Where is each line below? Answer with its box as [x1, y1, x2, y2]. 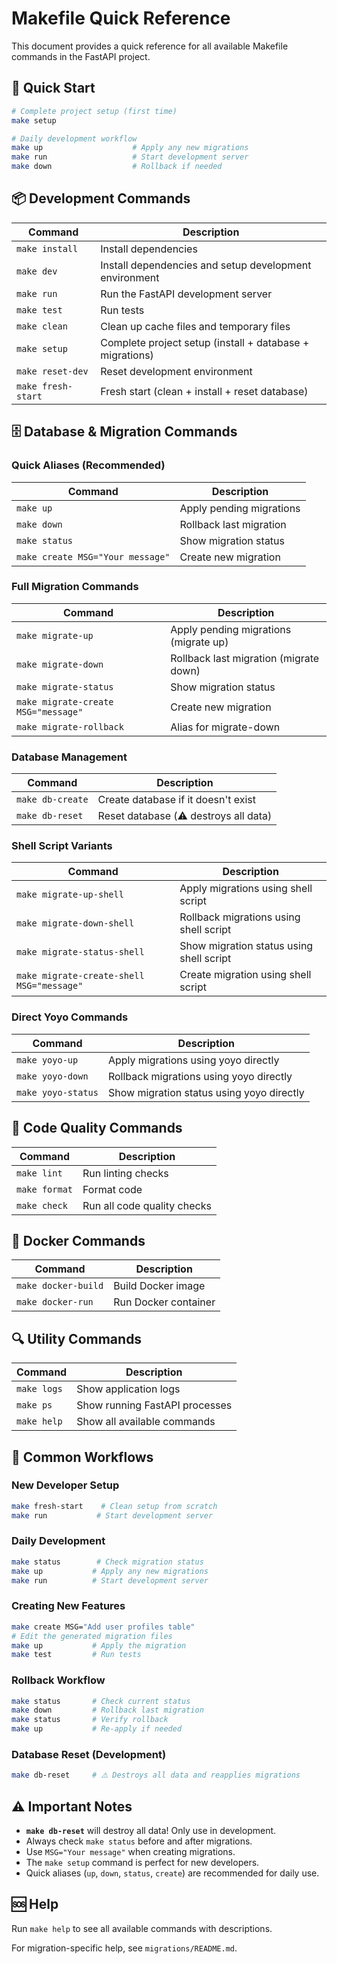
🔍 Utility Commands [11, 1330, 143, 1347]
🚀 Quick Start [11, 80, 96, 97]
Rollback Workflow [11, 1673, 106, 1687]
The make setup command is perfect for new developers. [25, 1857, 260, 1869]
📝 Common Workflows [11, 1448, 154, 1466]
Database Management [11, 750, 128, 764]
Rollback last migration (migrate [170, 651, 320, 665]
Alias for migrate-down [170, 720, 281, 734]
